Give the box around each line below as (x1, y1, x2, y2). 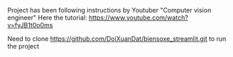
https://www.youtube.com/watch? (88, 13, 188, 22)
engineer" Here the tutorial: (7, 13, 87, 22)
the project (7, 42, 40, 50)
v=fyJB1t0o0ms (7, 21, 53, 29)
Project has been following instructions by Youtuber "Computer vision (7, 6, 212, 14)
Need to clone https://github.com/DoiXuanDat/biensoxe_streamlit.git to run (7, 34, 227, 43)
